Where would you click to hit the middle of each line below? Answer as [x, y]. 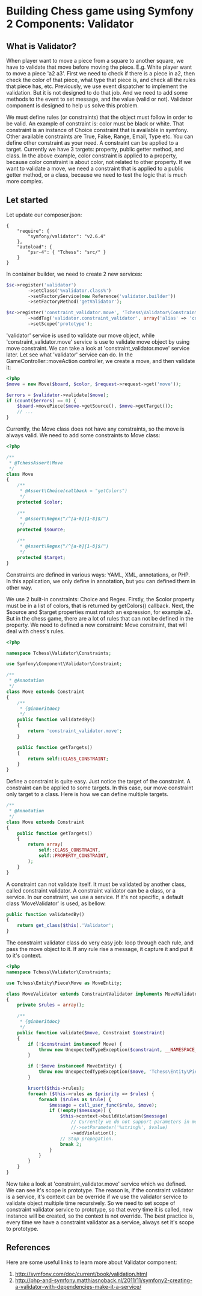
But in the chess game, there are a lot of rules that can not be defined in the [100, 618]
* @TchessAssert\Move [36, 463]
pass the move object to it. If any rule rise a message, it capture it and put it [99, 949]
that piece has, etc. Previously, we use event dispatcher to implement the [97, 86]
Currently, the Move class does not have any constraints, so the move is [95, 429]
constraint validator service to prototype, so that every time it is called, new [100, 1209]
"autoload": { [35, 247]
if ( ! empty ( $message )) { [80, 1111]
